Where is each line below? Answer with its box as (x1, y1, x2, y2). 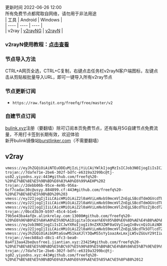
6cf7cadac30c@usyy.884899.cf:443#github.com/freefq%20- (5, 187, 123, 192)
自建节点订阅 (5, 113, 36, 120)
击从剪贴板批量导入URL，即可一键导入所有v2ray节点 (5, 74, 113, 80)
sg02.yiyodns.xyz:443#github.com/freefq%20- (5, 253, 99, 258)
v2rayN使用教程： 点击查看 (5, 41, 70, 48)
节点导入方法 (5, 55, 36, 62)
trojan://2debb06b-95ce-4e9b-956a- (5, 183, 79, 188)
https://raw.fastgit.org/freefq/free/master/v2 (12, 100, 113, 106)
